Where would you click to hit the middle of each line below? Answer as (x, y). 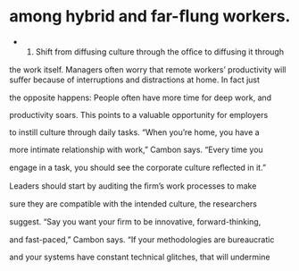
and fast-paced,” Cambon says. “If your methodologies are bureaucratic (142, 239)
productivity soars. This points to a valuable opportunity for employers (139, 114)
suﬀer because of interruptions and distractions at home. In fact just (135, 80)
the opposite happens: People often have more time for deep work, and (141, 97)
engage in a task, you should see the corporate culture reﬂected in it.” (137, 167)
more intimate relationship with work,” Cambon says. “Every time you (136, 149)
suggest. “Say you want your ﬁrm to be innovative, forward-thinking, (135, 221)
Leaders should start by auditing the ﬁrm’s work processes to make (133, 186)
